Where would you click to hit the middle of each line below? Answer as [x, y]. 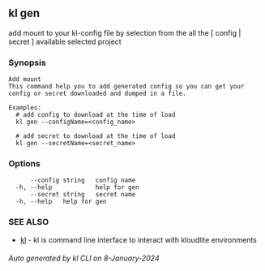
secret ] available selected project [65, 41]
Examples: [25, 108]
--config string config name [83, 181]
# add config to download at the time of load [96, 115]
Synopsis [27, 62]
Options [24, 164]
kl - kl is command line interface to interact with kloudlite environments [139, 239]
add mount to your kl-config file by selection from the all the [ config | [125, 32]
